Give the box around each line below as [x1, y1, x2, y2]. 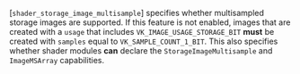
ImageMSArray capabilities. [9, 55, 105, 65]
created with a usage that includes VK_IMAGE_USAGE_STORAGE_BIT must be [9, 27, 275, 37]
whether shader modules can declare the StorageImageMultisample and [9, 45, 273, 56]
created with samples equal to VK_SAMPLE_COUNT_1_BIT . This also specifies [9, 36, 278, 46]
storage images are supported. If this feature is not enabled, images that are [9, 17, 291, 28]
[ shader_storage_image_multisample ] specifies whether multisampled [9, 8, 265, 18]
